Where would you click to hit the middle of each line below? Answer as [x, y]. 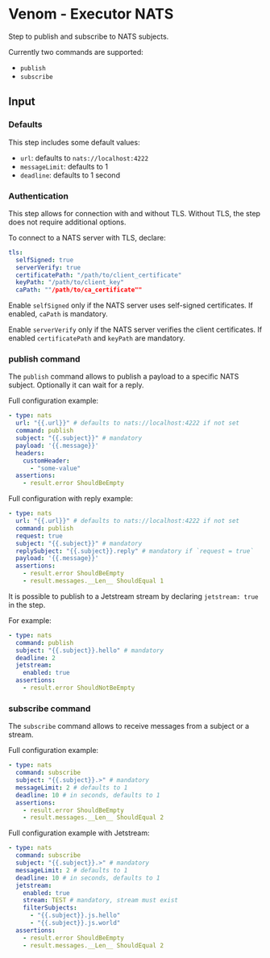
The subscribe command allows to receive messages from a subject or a [129, 726]
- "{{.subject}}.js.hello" [75, 916]
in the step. [27, 605]
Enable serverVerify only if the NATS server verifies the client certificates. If [135, 330]
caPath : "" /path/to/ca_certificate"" [79, 290]
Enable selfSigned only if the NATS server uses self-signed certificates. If [131, 305]
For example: [30, 620]
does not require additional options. [67, 222]
